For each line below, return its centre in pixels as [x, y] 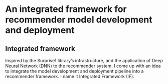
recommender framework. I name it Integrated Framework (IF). [70, 76]
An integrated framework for [66, 9]
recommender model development [79, 20]
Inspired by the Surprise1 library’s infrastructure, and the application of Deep [84, 60]
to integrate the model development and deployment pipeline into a [74, 71]
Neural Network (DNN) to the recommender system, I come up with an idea [83, 66]
